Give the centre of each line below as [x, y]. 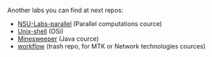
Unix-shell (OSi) [40, 31]
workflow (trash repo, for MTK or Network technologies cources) [111, 46]
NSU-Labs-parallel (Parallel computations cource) [90, 24]
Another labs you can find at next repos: [65, 10]
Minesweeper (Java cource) [58, 39]
